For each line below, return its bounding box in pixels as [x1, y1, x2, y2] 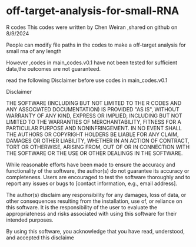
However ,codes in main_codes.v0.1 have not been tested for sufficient [6, 59, 178, 66]
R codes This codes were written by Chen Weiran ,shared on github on [6, 24, 178, 31]
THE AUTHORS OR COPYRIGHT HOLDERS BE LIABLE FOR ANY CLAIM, [6, 131, 179, 138]
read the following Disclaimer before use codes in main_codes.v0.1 [6, 77, 168, 84]
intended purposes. [6, 216, 54, 223]
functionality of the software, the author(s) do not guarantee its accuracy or [6, 167, 190, 174]
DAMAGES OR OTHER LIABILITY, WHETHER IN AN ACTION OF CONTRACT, [6, 137, 190, 144]
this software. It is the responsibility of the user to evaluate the [6, 203, 158, 210]
